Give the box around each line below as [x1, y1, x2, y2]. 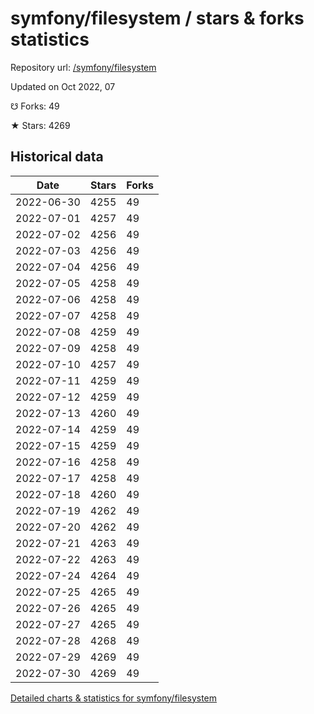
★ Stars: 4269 [10, 119, 71, 131]
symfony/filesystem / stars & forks [10, 7, 305, 30]
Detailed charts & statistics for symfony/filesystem [10, 692, 218, 704]
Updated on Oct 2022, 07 [10, 80, 116, 92]
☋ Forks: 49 [10, 100, 60, 112]
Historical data [10, 148, 104, 166]
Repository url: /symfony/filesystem [10, 61, 157, 73]
